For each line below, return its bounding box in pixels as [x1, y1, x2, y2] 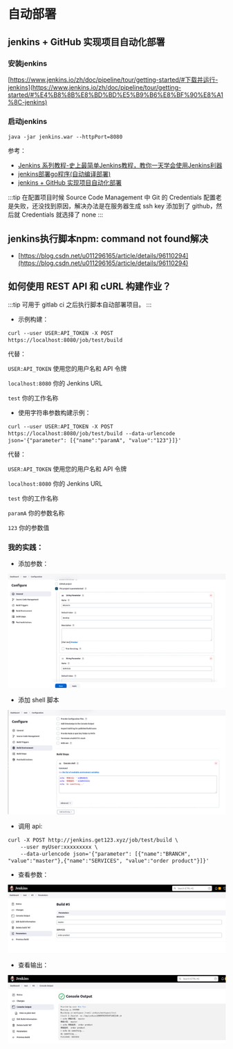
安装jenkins [8, 58, 48, 68]
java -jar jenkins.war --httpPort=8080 [8, 134, 123, 140]
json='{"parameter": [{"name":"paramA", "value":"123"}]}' [8, 437, 182, 444]
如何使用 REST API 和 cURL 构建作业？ [8, 281, 171, 293]
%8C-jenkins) [8, 98, 48, 106]
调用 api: [17, 821, 43, 830]
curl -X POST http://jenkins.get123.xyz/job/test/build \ [8, 837, 178, 843]
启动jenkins [8, 116, 48, 126]
